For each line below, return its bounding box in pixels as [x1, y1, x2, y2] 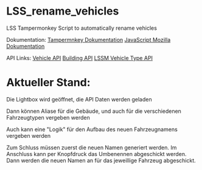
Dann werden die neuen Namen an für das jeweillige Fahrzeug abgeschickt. [6, 157, 196, 164]
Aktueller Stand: [6, 76, 91, 89]
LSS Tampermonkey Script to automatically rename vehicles [6, 24, 157, 32]
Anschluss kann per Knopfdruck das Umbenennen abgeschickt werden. [6, 150, 187, 157]
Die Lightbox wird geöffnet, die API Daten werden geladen [6, 95, 152, 103]
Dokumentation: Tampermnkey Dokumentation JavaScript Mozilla [6, 36, 171, 43]
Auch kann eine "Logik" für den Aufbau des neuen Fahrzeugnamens [6, 126, 178, 133]
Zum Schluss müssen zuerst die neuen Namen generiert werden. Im [6, 144, 177, 151]
